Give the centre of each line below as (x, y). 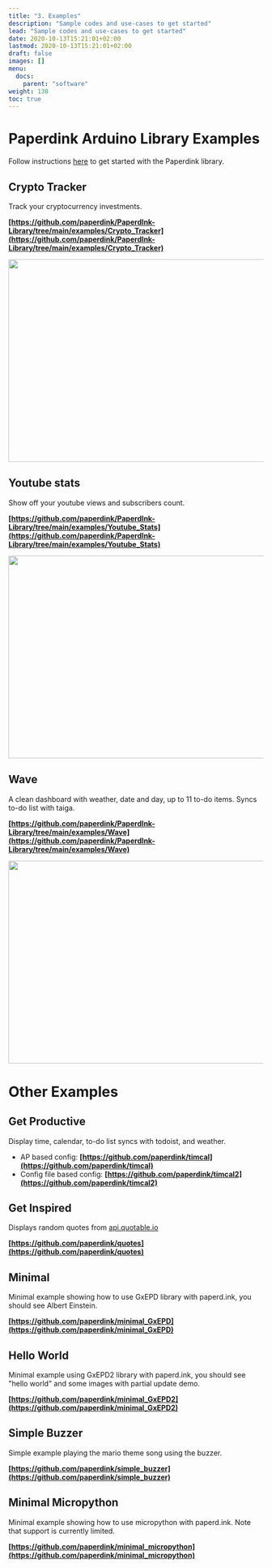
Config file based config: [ (64, 1174)
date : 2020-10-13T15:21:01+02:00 (65, 39)
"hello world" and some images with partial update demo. (104, 1384)
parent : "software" (56, 84)
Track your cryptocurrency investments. (75, 206)
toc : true (25, 99)
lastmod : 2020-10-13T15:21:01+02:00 (70, 46)
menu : (17, 69)
